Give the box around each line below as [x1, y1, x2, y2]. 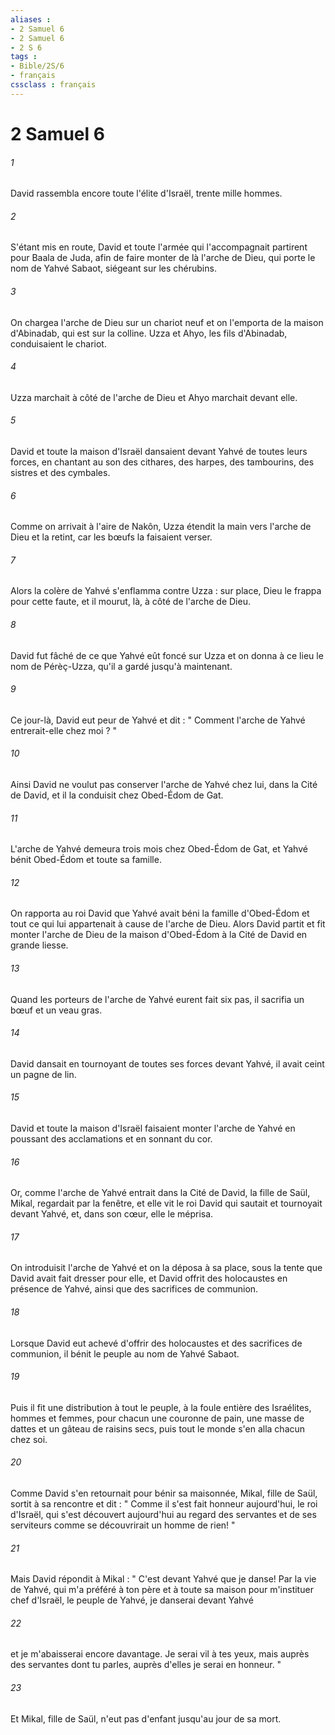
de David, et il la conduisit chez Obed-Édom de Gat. [10, 789, 224, 801]
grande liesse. [10, 939, 69, 951]
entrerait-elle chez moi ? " [10, 724, 118, 736]
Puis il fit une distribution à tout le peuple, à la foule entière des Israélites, [10, 1401, 312, 1413]
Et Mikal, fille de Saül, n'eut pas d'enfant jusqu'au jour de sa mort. [10, 1712, 282, 1725]
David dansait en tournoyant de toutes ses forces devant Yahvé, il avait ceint [10, 1057, 325, 1070]
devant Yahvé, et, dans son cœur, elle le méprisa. [10, 1208, 214, 1220]
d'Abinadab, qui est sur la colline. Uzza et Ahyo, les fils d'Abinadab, [10, 327, 288, 339]
